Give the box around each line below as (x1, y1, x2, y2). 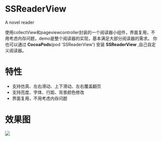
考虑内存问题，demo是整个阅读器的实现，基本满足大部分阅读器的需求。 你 (9, 35, 158, 41)
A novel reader (5, 19, 35, 25)
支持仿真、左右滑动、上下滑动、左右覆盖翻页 (12, 83, 102, 89)
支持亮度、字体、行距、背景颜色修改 (12, 89, 85, 95)
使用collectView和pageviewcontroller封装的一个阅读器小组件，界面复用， (5, 29, 151, 35)
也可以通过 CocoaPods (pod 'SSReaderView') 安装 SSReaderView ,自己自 (5, 41, 152, 47)
